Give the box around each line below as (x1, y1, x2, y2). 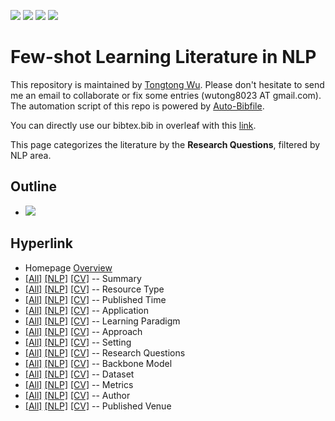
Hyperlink (10, 235, 73, 252)
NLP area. (10, 149, 52, 161)
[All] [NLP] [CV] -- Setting (24, 336, 132, 348)
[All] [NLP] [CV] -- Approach (24, 325, 143, 337)
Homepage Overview (24, 261, 113, 274)
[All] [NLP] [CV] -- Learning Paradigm (24, 315, 181, 327)
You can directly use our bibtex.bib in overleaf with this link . (10, 119, 257, 131)
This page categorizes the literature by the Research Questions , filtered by (10, 138, 321, 150)
